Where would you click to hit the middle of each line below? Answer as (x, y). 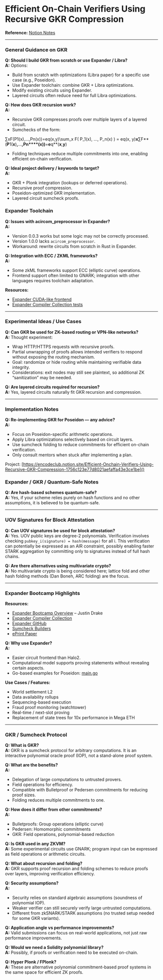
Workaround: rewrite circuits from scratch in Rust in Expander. (74, 246)
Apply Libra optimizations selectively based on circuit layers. (73, 439)
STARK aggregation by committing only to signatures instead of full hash (78, 551)
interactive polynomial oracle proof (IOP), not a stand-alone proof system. (79, 755)
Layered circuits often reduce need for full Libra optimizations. (74, 96)
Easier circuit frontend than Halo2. (46, 658)
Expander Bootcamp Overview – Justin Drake (57, 613)
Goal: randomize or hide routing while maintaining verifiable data (77, 362)
